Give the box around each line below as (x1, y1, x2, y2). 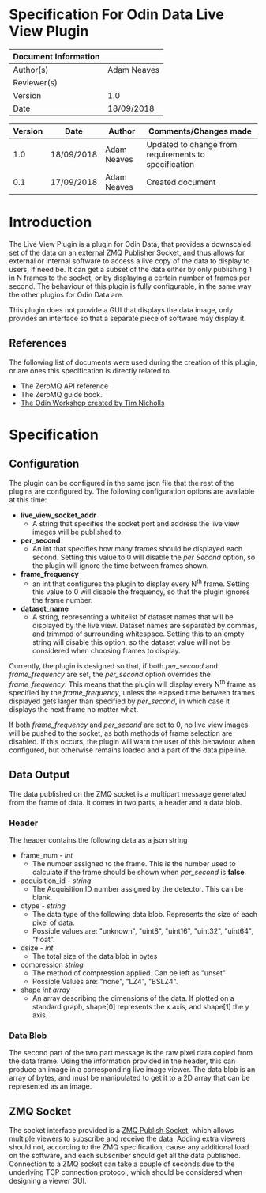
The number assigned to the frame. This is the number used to (32, 859, 236, 869)
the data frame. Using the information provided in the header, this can (9, 1056, 236, 1066)
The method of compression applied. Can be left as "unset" (32, 968, 227, 978)
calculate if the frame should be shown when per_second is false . (32, 868, 247, 877)
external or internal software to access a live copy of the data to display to (9, 256, 250, 266)
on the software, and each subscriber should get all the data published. (9, 1151, 242, 1161)
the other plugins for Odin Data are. (9, 290, 125, 299)
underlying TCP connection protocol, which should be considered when (9, 1168, 243, 1177)
